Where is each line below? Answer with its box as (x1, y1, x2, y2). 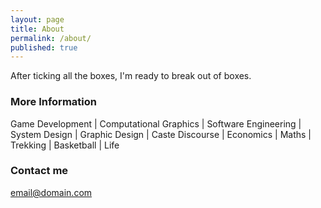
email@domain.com (10, 186, 93, 198)
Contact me (10, 164, 69, 178)
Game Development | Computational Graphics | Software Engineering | (10, 117, 302, 130)
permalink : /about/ (10, 33, 92, 43)
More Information (10, 95, 97, 109)
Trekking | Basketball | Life (10, 139, 120, 151)
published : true (10, 42, 78, 53)
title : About (10, 24, 65, 34)
